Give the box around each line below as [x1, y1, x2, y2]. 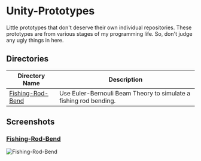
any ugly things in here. [6, 36, 64, 44]
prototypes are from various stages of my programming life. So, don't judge [6, 30, 193, 37]
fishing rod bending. [59, 97, 116, 105]
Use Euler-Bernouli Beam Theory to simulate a [59, 89, 191, 97]
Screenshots [6, 117, 55, 127]
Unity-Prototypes [6, 4, 95, 18]
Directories [6, 54, 49, 64]
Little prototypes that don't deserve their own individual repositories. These [6, 24, 192, 31]
